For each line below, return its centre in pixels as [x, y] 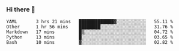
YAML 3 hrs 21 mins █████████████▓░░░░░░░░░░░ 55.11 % [89, 22]
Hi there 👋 [21, 9]
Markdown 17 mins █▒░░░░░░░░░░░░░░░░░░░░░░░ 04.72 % [89, 32]
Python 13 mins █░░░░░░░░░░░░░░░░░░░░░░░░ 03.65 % [89, 37]
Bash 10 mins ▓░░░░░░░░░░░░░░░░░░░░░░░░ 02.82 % [89, 43]
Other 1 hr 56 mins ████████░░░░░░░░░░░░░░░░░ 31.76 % [89, 27]
